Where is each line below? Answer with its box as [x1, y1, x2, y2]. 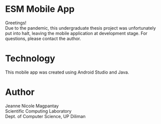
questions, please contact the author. [5, 36, 81, 41]
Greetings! [5, 20, 27, 26]
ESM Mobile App [5, 3, 75, 15]
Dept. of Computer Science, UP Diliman [5, 113, 86, 119]
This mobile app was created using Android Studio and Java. [5, 69, 129, 75]
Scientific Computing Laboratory [5, 108, 72, 114]
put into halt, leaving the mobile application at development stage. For [5, 30, 148, 36]
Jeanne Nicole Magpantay [5, 103, 59, 109]
